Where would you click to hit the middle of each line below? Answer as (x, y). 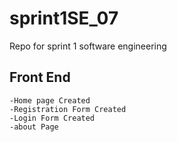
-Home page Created (50, 100)
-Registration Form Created (68, 109)
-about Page (34, 127)
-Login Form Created (52, 118)
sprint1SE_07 (64, 18)
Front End (40, 77)
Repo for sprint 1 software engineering (88, 46)
